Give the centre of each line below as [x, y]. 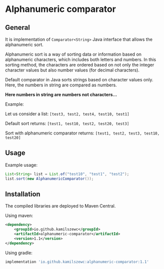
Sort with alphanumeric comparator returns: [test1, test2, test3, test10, [82, 133]
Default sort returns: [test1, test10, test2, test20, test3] [67, 123]
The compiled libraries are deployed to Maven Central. [61, 206]
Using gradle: [19, 253]
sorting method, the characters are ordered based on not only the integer [80, 65]
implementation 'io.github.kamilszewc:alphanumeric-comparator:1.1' [77, 262]
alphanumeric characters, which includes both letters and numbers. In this [81, 60]
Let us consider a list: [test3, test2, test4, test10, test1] [67, 114]
